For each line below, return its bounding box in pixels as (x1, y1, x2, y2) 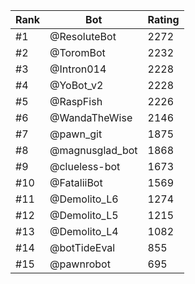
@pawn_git (49, 127, 103, 141)
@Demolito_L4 (49, 225, 119, 238)
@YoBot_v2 (49, 79, 104, 92)
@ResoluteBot (49, 30, 117, 43)
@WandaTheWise (49, 111, 133, 124)
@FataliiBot (49, 176, 103, 189)
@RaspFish (49, 95, 103, 108)
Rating (147, 13, 180, 26)
